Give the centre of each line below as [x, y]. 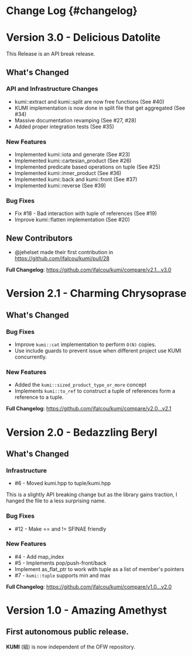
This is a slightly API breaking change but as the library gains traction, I [92, 495]
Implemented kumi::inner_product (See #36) [68, 173]
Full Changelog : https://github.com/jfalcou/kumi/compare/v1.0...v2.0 [89, 586]
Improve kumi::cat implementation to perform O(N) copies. [85, 344]
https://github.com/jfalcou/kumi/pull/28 [62, 258]
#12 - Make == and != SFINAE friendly [60, 529]
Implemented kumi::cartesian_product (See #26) [73, 161]
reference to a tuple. [39, 397]
